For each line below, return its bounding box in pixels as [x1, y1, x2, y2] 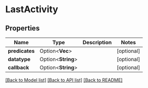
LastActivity [5, 4, 58, 15]
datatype [8, 56, 31, 63]
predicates [8, 47, 35, 54]
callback [8, 64, 29, 71]
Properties [5, 24, 40, 33]
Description [82, 39, 112, 46]
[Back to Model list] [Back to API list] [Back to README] [5, 77, 123, 83]
